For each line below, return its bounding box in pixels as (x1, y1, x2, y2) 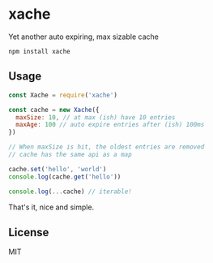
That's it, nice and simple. (8, 202, 95, 212)
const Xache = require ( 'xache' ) (8, 91, 117, 99)
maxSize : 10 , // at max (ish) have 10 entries (15, 113, 176, 122)
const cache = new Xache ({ (8, 106, 100, 114)
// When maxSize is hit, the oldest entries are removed (8, 143, 205, 151)
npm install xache (8, 47, 70, 55)
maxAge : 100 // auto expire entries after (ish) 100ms (15, 121, 205, 129)
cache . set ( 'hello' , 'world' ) (8, 165, 107, 173)
